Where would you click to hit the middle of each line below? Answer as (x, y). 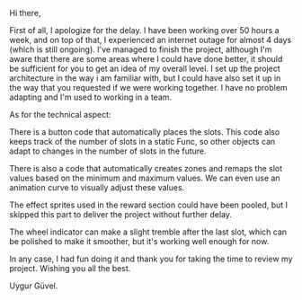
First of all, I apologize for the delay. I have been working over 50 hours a (145, 30)
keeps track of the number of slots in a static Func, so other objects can (142, 141)
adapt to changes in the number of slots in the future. (108, 151)
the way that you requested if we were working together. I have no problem (148, 88)
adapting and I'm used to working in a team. (91, 97)
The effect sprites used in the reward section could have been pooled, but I (149, 205)
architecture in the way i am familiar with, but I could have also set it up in (145, 78)
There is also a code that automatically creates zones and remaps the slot (146, 168)
